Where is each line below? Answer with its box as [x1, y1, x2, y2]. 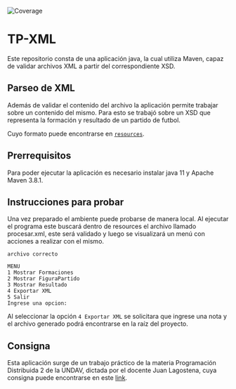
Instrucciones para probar [7, 196, 124, 208]
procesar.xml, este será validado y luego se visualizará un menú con [7, 230, 205, 238]
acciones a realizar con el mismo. [7, 237, 104, 246]
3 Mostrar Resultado [7, 282, 68, 289]
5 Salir [7, 294, 30, 301]
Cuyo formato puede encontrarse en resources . [7, 129, 145, 138]
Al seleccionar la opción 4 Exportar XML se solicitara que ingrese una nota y [7, 312, 227, 321]
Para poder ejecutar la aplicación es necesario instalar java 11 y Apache [7, 169, 214, 177]
